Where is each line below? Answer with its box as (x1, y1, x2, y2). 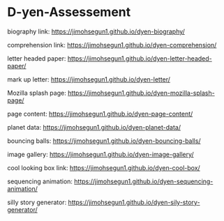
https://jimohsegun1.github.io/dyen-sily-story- (68, 198, 200, 206)
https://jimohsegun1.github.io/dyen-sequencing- (74, 177, 214, 185)
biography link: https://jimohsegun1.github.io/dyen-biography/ (7, 27, 185, 36)
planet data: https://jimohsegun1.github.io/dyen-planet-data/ (7, 123, 181, 131)
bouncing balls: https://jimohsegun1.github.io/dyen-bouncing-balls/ (7, 137, 201, 145)
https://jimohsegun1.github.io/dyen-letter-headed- (67, 54, 213, 63)
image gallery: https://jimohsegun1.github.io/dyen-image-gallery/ (7, 150, 194, 158)
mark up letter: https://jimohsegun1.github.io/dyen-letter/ (7, 75, 171, 84)
